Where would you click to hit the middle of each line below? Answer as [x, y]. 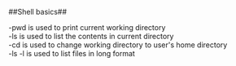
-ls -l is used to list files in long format [72, 53]
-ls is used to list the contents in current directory [91, 36]
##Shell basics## [38, 12]
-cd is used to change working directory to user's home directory [118, 45]
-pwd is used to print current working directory [87, 27]
